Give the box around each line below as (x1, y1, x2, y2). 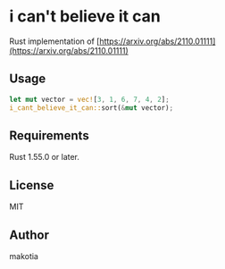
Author (9, 227, 49, 242)
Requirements (9, 128, 89, 143)
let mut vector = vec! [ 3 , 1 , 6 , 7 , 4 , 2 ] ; (9, 95, 170, 104)
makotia (9, 250, 38, 261)
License (9, 177, 54, 193)
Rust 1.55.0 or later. (9, 152, 80, 163)
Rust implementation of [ (9, 36, 100, 46)
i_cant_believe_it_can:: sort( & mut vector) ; (9, 103, 174, 113)
